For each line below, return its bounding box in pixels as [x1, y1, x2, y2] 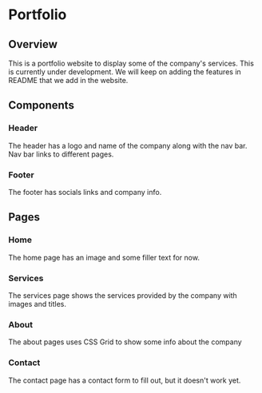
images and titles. [8, 299, 66, 308]
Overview [8, 38, 58, 51]
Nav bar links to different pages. [8, 149, 114, 159]
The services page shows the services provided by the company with [8, 290, 237, 300]
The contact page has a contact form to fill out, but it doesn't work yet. [8, 375, 241, 385]
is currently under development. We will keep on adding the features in [8, 67, 241, 77]
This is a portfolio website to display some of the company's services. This [8, 58, 254, 68]
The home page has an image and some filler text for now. [8, 252, 200, 262]
